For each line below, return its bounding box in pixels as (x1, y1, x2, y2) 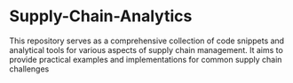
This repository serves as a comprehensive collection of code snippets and (9, 35, 285, 46)
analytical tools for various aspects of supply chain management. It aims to (9, 44, 284, 55)
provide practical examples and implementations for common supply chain (9, 54, 282, 64)
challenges (9, 64, 50, 74)
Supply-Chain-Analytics (9, 6, 193, 26)
